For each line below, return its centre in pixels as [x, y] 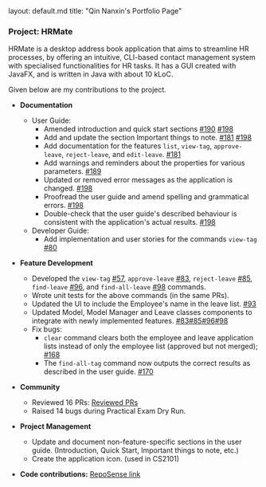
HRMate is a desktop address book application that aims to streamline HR [129, 49]
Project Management [55, 426]
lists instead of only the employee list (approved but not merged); [151, 346]
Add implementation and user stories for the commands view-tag [150, 239]
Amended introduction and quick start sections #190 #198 [138, 129]
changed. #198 [68, 188]
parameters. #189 [72, 171]
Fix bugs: [47, 329]
